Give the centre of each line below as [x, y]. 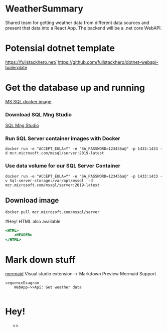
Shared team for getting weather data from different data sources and [77, 23]
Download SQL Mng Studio [38, 114]
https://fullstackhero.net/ [31, 62]
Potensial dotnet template [60, 48]
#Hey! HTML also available [33, 221]
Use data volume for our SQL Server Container [63, 166]
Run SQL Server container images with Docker [63, 138]
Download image [32, 200]
